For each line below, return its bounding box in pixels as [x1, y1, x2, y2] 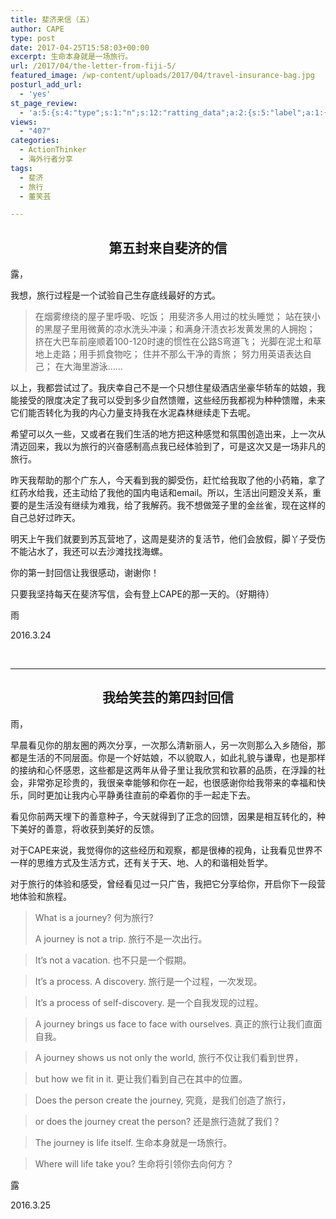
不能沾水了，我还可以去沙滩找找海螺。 [10, 546, 168, 558]
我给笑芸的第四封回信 [102, 689, 234, 706]
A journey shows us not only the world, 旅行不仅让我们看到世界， [34, 1051, 304, 1063]
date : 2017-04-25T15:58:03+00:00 [10, 42, 150, 53]
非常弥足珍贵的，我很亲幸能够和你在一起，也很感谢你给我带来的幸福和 [27, 776, 317, 788]
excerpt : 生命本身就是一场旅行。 [10, 52, 133, 62]
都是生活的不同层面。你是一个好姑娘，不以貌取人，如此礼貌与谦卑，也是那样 [10, 751, 326, 763]
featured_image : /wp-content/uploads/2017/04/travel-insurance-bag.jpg [10, 71, 315, 81]
